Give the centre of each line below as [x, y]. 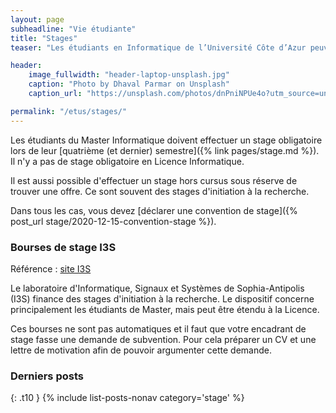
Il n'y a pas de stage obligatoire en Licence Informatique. [127, 161]
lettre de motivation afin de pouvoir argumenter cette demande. [141, 350]
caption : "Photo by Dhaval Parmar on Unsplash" [129, 84]
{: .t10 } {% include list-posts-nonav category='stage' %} [127, 398]
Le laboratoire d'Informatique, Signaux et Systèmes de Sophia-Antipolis [157, 288]
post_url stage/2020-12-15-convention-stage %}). [113, 221]
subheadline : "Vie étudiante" [73, 29]
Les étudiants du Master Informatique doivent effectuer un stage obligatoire [166, 140]
